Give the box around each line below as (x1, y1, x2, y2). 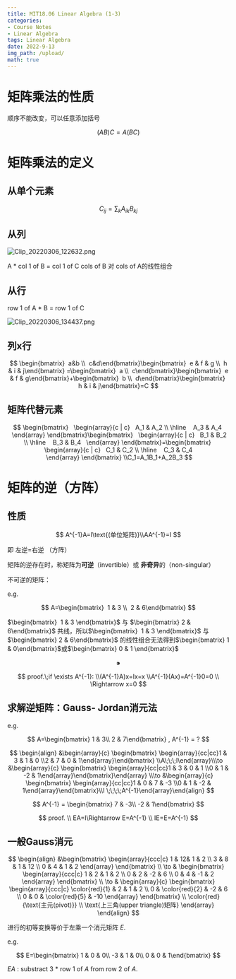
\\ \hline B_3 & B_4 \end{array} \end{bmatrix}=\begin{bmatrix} (23, 438, 211, 446)
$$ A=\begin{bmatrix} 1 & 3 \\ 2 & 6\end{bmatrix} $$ (41, 603, 196, 611)
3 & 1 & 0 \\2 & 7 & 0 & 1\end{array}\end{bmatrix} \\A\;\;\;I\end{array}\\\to (13, 756, 223, 764)
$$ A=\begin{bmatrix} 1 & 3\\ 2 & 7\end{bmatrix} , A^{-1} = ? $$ (27, 734, 210, 743)
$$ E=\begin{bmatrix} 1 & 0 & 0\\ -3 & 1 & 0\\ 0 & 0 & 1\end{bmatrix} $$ (16, 951, 221, 960)
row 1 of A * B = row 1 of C (7, 304, 85, 312)
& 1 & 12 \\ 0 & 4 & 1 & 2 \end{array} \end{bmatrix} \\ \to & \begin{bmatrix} (12, 862, 225, 871)
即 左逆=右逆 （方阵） (7, 545, 71, 553)
